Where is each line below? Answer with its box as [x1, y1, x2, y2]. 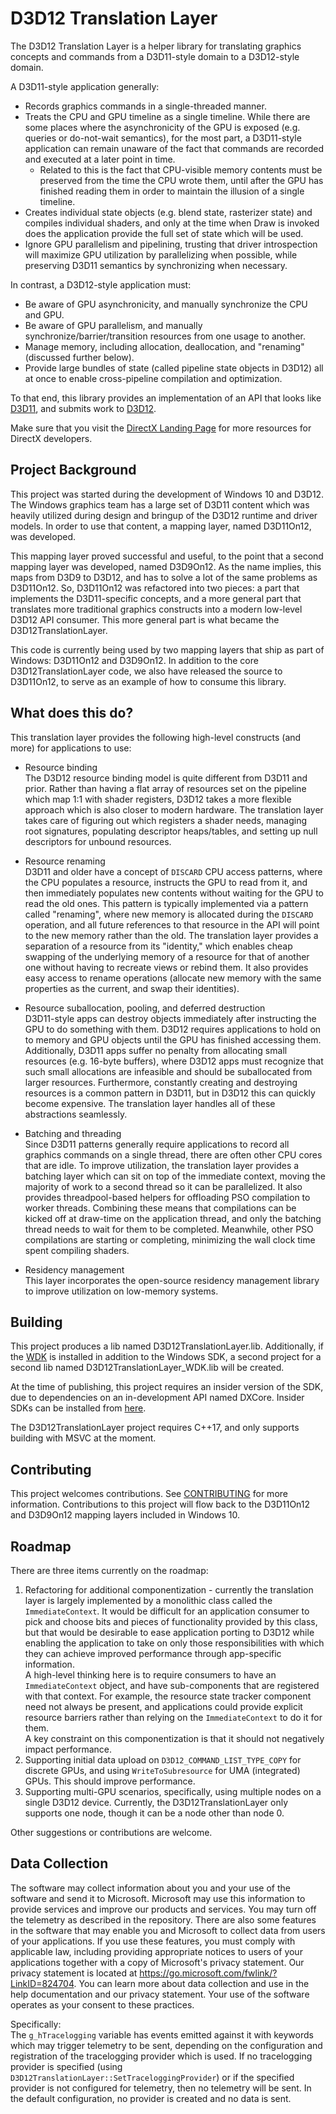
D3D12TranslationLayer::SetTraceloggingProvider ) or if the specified [10, 2071, 295, 2083]
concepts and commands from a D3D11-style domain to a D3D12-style [10, 50, 300, 62]
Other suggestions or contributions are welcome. [10, 1827, 213, 1838]
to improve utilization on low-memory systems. [24, 1285, 219, 1297]
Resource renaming [24, 855, 106, 867]
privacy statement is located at [10, 1967, 138, 1979]
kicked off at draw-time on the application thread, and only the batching [24, 1212, 322, 1224]
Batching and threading [24, 1127, 122, 1139]
